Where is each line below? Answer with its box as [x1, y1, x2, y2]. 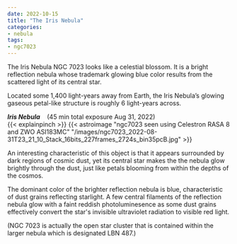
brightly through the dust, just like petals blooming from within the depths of [7, 164, 229, 172]
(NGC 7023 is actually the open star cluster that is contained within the [7, 221, 214, 230]
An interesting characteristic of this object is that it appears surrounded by [7, 149, 224, 157]
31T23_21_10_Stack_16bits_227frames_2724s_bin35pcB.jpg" [7, 135, 182, 144]
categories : [7, 23, 42, 30]
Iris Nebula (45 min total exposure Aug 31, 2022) [7, 112, 156, 121]
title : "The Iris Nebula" [7, 17, 83, 24]
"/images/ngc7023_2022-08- [71, 128, 158, 136]
